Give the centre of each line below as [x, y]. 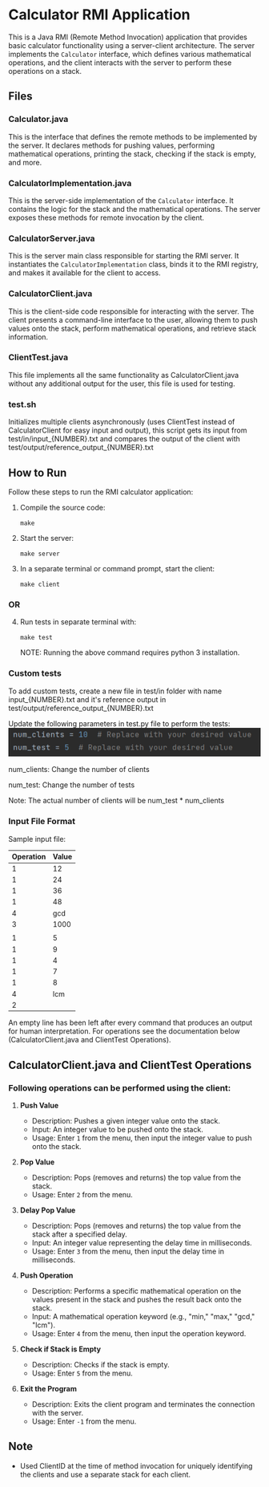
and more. [25, 162]
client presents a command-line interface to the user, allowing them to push [133, 319]
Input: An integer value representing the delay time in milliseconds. [142, 1242]
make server [40, 554]
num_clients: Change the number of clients [79, 770]
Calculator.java [38, 120]
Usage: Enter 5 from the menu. [82, 1373]
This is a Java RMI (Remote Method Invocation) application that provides [128, 37]
